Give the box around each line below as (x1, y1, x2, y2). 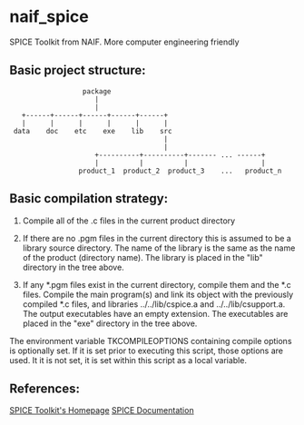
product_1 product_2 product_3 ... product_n (78, 166, 282, 175)
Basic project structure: (9, 63, 147, 78)
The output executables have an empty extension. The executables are (22, 308, 289, 319)
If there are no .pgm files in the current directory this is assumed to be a (22, 232, 292, 243)
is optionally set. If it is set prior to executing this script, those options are (9, 345, 284, 356)
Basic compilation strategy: (9, 191, 169, 206)
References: (9, 381, 80, 396)
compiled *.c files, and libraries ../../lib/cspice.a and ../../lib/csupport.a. (22, 298, 286, 310)
